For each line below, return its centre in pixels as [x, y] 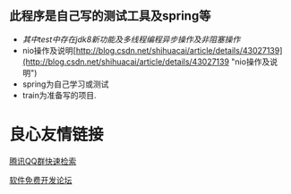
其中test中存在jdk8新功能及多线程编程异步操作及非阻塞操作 [131, 39]
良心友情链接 [57, 135]
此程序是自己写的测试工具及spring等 [110, 16]
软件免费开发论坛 [41, 180]
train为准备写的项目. [59, 95]
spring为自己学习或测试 [65, 84]
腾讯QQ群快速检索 [43, 161]
